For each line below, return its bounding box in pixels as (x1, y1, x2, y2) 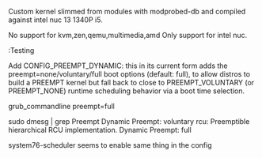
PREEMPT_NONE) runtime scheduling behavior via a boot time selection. (8, 86, 245, 96)
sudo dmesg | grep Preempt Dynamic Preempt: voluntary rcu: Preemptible (8, 117, 250, 126)
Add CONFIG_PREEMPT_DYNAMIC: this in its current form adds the (8, 61, 228, 70)
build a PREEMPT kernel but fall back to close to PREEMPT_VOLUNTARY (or (8, 78, 255, 87)
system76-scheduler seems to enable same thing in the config (8, 141, 212, 149)
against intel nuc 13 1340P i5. (8, 15, 103, 24)
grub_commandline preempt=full (8, 102, 115, 111)
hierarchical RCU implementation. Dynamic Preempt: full (8, 126, 192, 134)
